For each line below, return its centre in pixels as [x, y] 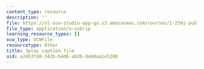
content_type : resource [36, 12]
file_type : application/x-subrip [49, 28]
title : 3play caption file [40, 51]
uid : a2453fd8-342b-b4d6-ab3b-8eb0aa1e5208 [62, 56]
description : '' [27, 17]
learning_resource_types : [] [43, 34]
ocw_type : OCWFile [29, 40]
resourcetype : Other [32, 46]
